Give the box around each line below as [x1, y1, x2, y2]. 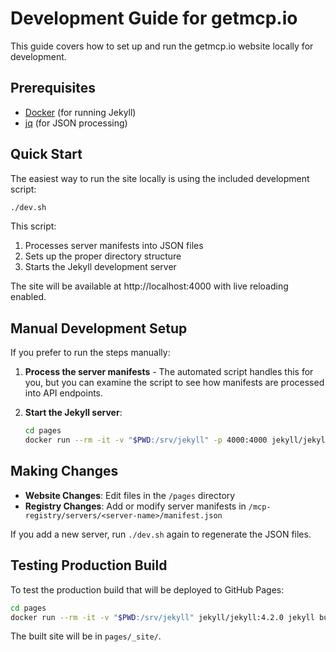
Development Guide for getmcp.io [10, 7, 298, 30]
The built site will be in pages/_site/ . [10, 630, 162, 642]
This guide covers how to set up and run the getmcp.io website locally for [10, 40, 314, 52]
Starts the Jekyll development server [24, 261, 177, 273]
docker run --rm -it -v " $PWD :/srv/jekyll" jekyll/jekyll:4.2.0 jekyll [10, 612, 315, 622]
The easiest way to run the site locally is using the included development [10, 172, 310, 184]
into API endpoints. [24, 387, 104, 399]
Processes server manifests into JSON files [24, 240, 204, 252]
